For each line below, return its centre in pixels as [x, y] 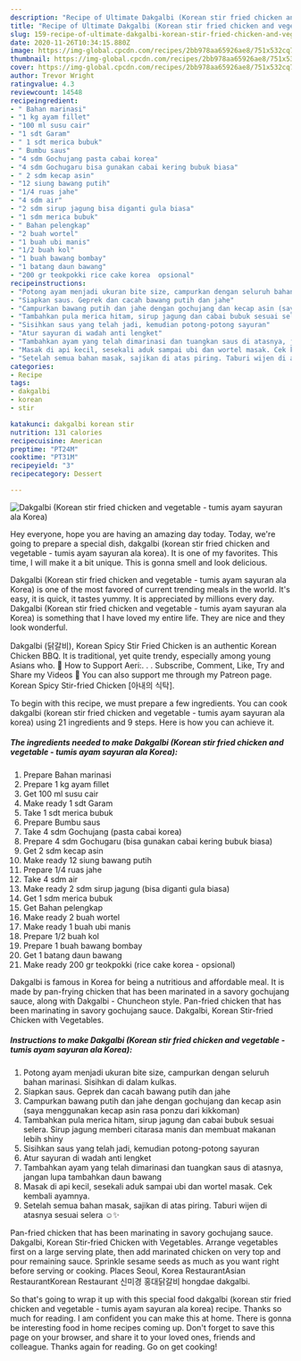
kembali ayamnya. [56, 1196]
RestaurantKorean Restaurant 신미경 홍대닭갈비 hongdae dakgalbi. [130, 1281]
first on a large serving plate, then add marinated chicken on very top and [146, 1251]
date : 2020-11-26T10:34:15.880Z [70, 42]
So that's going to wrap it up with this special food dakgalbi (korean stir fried [150, 1299]
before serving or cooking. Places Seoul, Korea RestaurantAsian [128, 1271]
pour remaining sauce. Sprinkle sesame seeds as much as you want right [145, 1261]
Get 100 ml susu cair [61, 794]
